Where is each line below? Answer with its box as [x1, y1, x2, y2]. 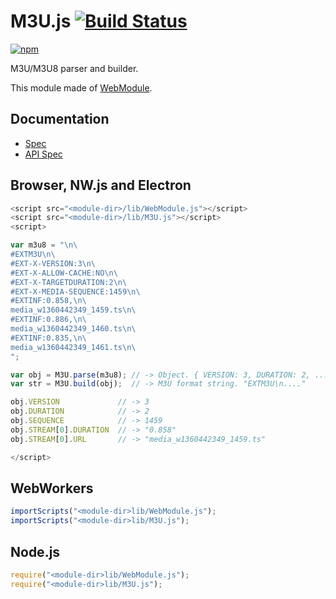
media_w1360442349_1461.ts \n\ [10, 342, 137, 352]
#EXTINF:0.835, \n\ [10, 333, 87, 343]
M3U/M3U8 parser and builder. [10, 62, 139, 74]
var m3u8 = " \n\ [10, 240, 78, 250]
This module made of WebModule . [10, 81, 153, 94]
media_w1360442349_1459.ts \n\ [10, 305, 137, 315]
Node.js [10, 543, 61, 560]
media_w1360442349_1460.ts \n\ [10, 324, 137, 334]
